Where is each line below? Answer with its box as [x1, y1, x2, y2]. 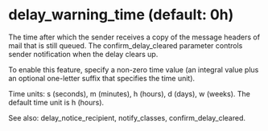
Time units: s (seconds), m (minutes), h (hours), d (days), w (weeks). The [8, 88, 251, 98]
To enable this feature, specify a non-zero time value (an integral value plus [8, 64, 259, 74]
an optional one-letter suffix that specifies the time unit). [8, 73, 196, 83]
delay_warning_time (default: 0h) [8, 6, 234, 24]
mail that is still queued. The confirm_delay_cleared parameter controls [8, 40, 243, 50]
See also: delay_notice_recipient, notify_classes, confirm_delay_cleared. [8, 113, 246, 122]
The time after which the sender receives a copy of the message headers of [8, 32, 260, 42]
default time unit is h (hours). [8, 97, 105, 107]
